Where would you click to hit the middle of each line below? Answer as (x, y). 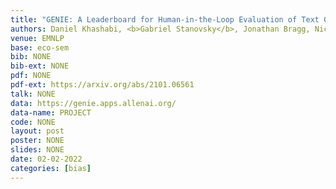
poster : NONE (37, 141)
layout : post (37, 131)
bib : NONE (31, 57)
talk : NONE (33, 94)
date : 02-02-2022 (46, 159)
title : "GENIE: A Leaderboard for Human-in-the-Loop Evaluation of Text (165, 19)
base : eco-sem (40, 47)
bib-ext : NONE (40, 66)
